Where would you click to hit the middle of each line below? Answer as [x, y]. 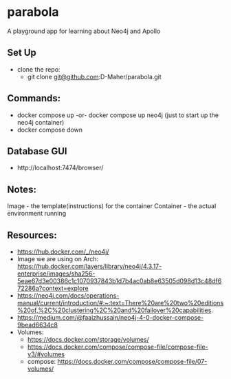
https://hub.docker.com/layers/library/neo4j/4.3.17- [89, 266]
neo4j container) [41, 122]
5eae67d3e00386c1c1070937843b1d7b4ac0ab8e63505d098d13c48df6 [119, 281]
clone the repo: [38, 69]
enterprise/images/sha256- [56, 274]
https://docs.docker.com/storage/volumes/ [88, 339]
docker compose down [50, 130]
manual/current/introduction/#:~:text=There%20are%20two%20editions [120, 303]
